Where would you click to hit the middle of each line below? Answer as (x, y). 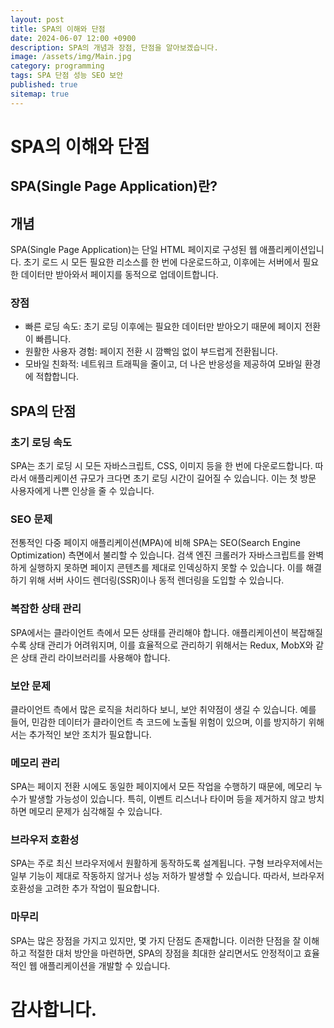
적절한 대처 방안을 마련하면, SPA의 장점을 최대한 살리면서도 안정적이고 (165, 953)
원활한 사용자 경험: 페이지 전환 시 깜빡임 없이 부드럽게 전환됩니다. (151, 352)
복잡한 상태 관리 (46, 609)
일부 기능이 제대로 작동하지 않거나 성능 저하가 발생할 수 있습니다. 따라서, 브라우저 (167, 876)
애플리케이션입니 (292, 250)
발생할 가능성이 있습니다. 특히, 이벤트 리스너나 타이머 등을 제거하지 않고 (167, 799)
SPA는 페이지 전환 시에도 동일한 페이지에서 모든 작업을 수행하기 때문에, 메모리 (161, 787)
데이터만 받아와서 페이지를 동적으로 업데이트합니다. (119, 275)
